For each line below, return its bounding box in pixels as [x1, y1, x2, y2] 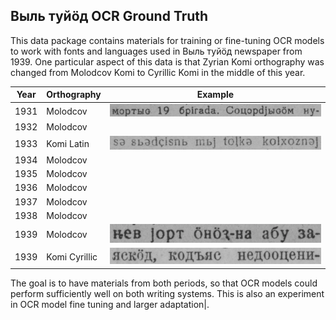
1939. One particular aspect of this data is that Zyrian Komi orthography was [10, 55, 325, 68]
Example [196, 89, 235, 101]
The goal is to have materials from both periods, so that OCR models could [10, 277, 318, 289]
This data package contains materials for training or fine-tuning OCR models [10, 34, 325, 46]
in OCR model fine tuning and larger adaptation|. [10, 298, 210, 310]
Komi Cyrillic [46, 251, 98, 263]
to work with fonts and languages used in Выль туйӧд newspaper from [10, 45, 303, 57]
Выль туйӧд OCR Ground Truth [10, 8, 209, 25]
